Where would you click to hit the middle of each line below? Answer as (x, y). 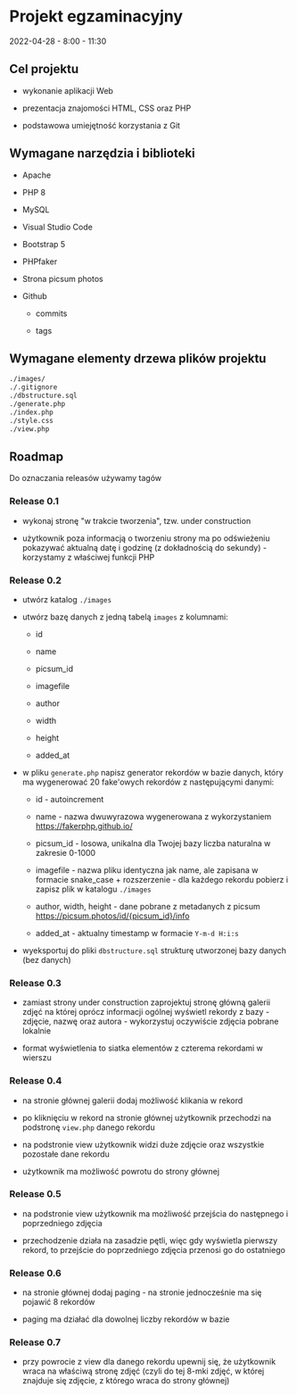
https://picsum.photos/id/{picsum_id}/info (112, 916)
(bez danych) (46, 959)
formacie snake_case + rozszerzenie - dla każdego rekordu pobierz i (161, 879)
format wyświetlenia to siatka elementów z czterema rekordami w (142, 1048)
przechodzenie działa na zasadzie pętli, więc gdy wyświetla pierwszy (150, 1240)
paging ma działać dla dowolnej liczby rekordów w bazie (126, 1319)
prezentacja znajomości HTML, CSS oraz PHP (107, 108)
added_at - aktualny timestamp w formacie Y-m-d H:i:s (137, 933)
